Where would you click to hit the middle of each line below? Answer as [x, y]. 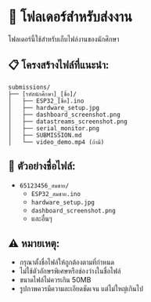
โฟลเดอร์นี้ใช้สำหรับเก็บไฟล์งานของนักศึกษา [64, 38]
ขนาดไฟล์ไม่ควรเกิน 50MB [55, 280]
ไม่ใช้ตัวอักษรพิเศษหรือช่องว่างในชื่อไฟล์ [70, 271]
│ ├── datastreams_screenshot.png [68, 122]
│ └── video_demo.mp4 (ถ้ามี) [56, 142]
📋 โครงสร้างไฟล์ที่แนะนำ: [59, 65]
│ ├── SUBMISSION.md [45, 135]
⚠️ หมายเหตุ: [34, 243]
